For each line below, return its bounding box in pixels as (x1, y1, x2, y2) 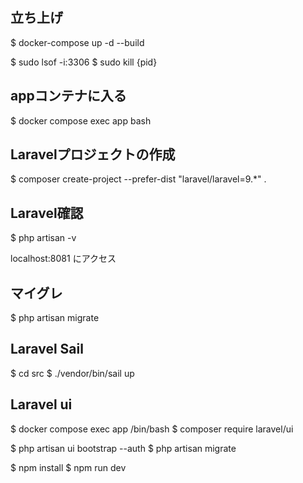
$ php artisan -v (10, 232, 77, 244)
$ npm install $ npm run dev (10, 461, 127, 473)
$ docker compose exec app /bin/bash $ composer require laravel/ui (10, 423, 294, 435)
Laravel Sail (10, 341, 84, 358)
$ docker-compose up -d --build (10, 36, 145, 48)
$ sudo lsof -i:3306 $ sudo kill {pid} (10, 56, 158, 68)
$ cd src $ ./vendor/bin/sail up (10, 367, 135, 379)
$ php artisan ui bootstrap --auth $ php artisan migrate (10, 442, 237, 454)
